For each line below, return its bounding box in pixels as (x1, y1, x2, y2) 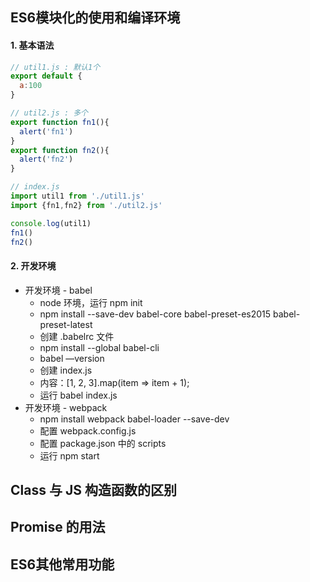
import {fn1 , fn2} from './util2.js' (10, 200, 163, 210)
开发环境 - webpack (24, 401, 108, 413)
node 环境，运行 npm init (39, 296, 143, 308)
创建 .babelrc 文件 (39, 330, 115, 342)
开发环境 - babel (24, 284, 93, 296)
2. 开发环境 (10, 260, 57, 272)
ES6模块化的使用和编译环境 (10, 9, 181, 27)
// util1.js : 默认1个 (10, 62, 101, 72)
